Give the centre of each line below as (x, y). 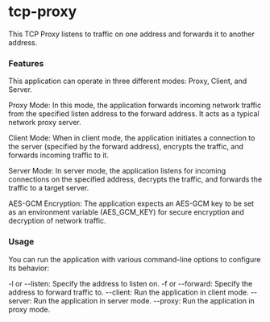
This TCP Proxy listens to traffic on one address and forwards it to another (132, 34)
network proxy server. (45, 123)
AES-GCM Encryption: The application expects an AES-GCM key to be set (131, 203)
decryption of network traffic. (57, 221)
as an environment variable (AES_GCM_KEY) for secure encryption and (126, 212)
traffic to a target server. (49, 188)
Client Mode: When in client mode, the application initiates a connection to (132, 138)
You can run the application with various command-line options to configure (135, 259)
